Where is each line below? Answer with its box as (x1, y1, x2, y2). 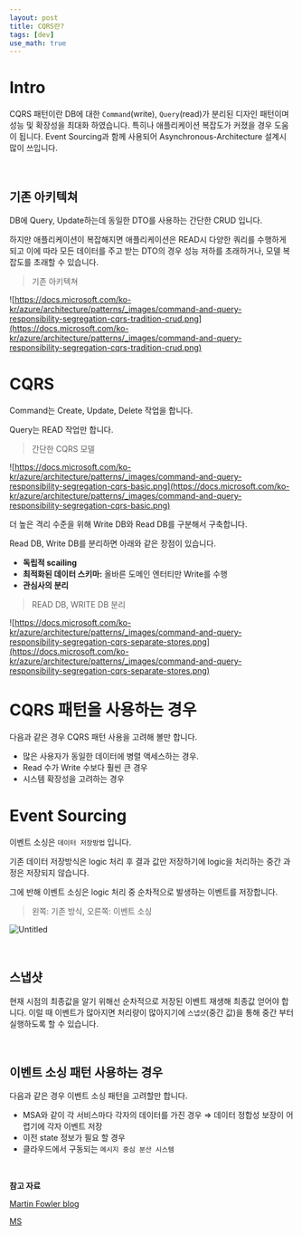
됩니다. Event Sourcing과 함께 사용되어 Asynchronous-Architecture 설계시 (18, 131, 288, 142)
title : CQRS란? (9, 22, 65, 31)
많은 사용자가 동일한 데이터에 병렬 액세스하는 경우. (22, 751, 199, 761)
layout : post (9, 13, 59, 23)
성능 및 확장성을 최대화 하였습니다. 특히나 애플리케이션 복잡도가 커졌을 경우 (9, 120, 273, 131)
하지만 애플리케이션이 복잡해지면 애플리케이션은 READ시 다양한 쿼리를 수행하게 (9, 235, 287, 244)
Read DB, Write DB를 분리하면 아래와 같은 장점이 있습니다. (9, 538, 217, 549)
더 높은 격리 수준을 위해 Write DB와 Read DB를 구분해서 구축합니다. (9, 518, 248, 530)
